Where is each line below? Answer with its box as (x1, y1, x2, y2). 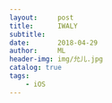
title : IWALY (9, 21, 78, 30)
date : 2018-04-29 (9, 38, 99, 47)
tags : (9, 72, 30, 81)
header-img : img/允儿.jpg (9, 55, 103, 64)
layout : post (9, 13, 74, 22)
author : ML (9, 47, 66, 56)
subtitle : (9, 30, 47, 39)
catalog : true (9, 64, 63, 73)
